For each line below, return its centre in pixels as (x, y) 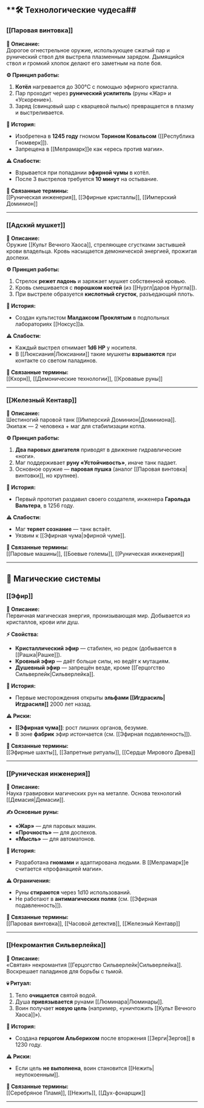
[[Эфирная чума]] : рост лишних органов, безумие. (82, 727)
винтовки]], (30, 476)
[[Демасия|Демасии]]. (36, 800)
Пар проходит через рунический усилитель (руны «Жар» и (93, 93)
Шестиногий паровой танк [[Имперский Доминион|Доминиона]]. (91, 420)
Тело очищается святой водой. (56, 995)
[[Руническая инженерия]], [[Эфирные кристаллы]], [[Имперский (91, 197)
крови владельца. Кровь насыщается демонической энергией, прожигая (102, 251)
